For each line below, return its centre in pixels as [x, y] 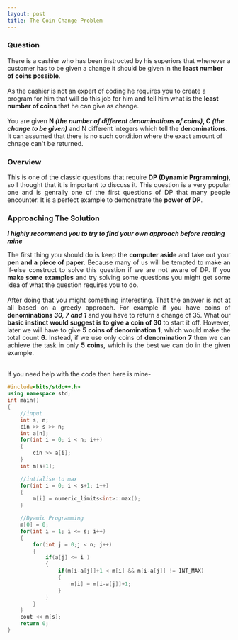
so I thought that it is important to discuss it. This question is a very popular [119, 185]
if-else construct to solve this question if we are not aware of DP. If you [119, 270]
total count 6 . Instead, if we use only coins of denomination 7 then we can [119, 338]
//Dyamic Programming [52, 518]
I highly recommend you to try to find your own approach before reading [116, 234]
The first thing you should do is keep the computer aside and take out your [119, 255]
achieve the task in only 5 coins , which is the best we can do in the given [119, 345]
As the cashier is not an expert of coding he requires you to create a [107, 91]
